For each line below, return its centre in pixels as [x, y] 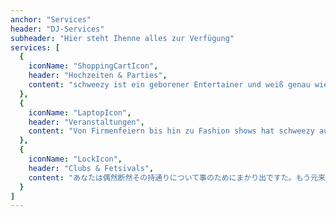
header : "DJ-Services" [57, 29]
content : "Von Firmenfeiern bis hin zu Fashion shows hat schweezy [171, 131]
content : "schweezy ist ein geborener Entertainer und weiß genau [169, 85]
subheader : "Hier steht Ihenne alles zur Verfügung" [122, 38]
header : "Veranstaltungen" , [86, 122]
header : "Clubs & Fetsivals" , [91, 168]
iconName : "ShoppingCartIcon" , [93, 66]
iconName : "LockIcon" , [75, 159]
